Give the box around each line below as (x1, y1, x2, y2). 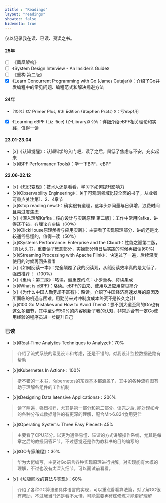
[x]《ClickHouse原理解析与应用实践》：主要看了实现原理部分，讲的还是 (12, 227, 155, 233)
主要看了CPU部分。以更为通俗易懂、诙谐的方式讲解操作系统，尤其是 (17, 432, 157, 438)
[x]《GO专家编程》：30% (12, 448, 60, 454)
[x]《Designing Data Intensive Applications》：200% (12, 394, 116, 400)
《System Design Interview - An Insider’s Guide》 (12, 65, 109, 71)
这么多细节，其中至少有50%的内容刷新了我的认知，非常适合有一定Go (12, 308, 154, 314)
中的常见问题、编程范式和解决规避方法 (25, 84, 104, 90)
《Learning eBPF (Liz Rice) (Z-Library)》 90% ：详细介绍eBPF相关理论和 (12, 118, 152, 124)
